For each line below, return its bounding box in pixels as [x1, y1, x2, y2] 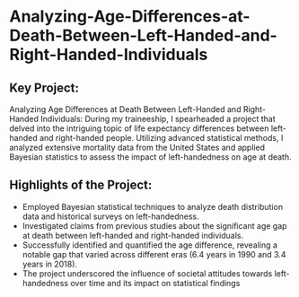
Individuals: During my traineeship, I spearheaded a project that [40, 114, 276, 124]
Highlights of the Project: [9, 178, 153, 193]
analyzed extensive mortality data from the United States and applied [9, 142, 266, 153]
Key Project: [9, 80, 79, 95]
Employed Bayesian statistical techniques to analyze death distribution [22, 201, 284, 212]
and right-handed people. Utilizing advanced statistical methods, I [39, 133, 284, 143]
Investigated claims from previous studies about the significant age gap [22, 220, 287, 231]
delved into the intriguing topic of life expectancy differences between [9, 123, 269, 134]
